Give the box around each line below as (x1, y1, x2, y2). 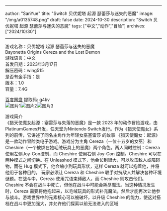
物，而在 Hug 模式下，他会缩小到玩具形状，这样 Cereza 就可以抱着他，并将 (5, 163, 160, 169)
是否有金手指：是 (5, 74, 40, 80)
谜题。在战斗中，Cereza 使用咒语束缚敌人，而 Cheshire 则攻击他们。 (5, 176, 147, 182)
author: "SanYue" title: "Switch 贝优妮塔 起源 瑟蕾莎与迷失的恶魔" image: (5, 10, 154, 16)
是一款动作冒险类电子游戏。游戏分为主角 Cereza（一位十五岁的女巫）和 (5, 138, 152, 144)
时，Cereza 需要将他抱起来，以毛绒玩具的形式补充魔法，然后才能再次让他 (5, 188, 156, 194)
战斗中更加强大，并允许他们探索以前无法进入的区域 (13, 201, 118, 207)
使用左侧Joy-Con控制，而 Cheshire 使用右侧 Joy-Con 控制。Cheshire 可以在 (5, 151, 162, 157)
